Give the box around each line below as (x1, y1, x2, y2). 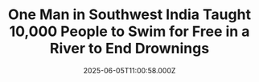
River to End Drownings (49, 40, 210, 57)
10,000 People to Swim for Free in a (9, 22, 250, 41)
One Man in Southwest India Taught (7, 6, 252, 24)
